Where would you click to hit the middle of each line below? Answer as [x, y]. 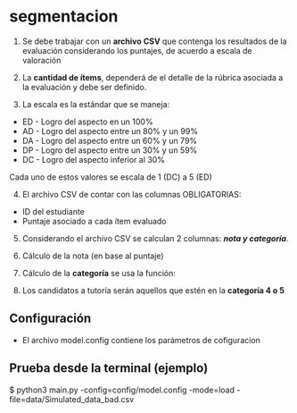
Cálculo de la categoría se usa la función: [99, 273]
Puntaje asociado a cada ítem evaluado [94, 221]
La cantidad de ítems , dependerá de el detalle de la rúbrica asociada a [153, 77]
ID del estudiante [53, 211]
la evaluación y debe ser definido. [84, 87]
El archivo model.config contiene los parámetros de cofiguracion [141, 340]
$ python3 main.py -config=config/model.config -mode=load [122, 390]
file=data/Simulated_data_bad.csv [72, 399]
